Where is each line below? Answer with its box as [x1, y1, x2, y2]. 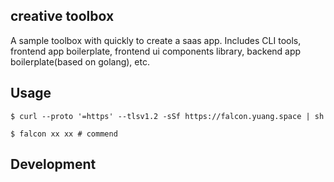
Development [10, 156, 97, 173]
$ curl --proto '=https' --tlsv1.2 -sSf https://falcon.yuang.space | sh [10, 111, 325, 121]
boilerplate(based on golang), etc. [10, 55, 150, 68]
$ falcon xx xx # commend [10, 129, 118, 139]
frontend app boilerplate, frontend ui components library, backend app [10, 45, 302, 57]
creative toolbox [10, 8, 115, 25]
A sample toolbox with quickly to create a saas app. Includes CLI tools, [10, 34, 302, 46]
